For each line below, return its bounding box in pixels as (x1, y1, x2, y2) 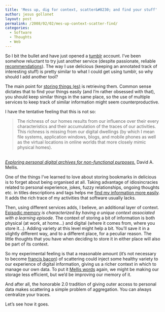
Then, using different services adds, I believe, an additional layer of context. (5, 204, 159, 210)
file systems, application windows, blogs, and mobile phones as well (17, 134, 156, 139)
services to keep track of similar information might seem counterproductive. (5, 99, 160, 105)
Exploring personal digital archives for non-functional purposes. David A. (5, 159, 154, 165)
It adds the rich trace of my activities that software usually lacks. (5, 195, 136, 201)
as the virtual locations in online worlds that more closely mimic (17, 139, 146, 145)
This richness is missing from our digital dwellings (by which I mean (17, 129, 155, 135)
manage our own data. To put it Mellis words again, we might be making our (5, 266, 159, 272)
